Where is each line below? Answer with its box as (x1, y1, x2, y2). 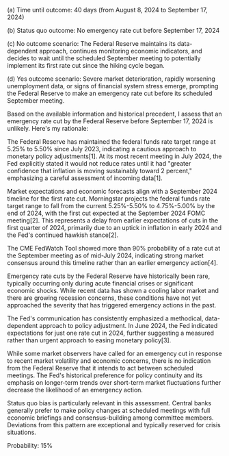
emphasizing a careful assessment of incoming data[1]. (7, 174, 163, 182)
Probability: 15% (7, 442, 53, 449)
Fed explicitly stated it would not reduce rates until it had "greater (7, 160, 191, 167)
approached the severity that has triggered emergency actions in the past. (7, 301, 217, 309)
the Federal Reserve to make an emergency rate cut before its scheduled (7, 89, 213, 97)
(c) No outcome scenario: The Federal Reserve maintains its (7, 40, 176, 47)
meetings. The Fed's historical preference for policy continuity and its (7, 371, 203, 379)
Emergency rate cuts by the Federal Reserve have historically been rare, (7, 272, 211, 280)
